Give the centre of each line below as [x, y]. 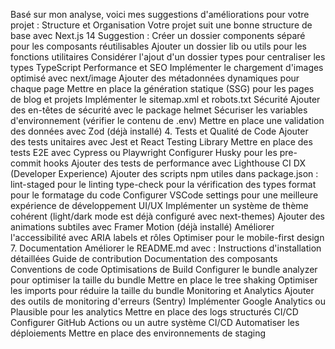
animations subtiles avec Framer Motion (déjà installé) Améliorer [142, 227]
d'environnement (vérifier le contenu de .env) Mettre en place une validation [167, 120]
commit [26, 163]
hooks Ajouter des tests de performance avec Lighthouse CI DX [174, 163]
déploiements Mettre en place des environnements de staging [138, 333]
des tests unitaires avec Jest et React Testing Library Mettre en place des [161, 142]
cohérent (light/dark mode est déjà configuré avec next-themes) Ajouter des [167, 216]
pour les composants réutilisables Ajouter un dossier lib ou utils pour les [158, 46]
